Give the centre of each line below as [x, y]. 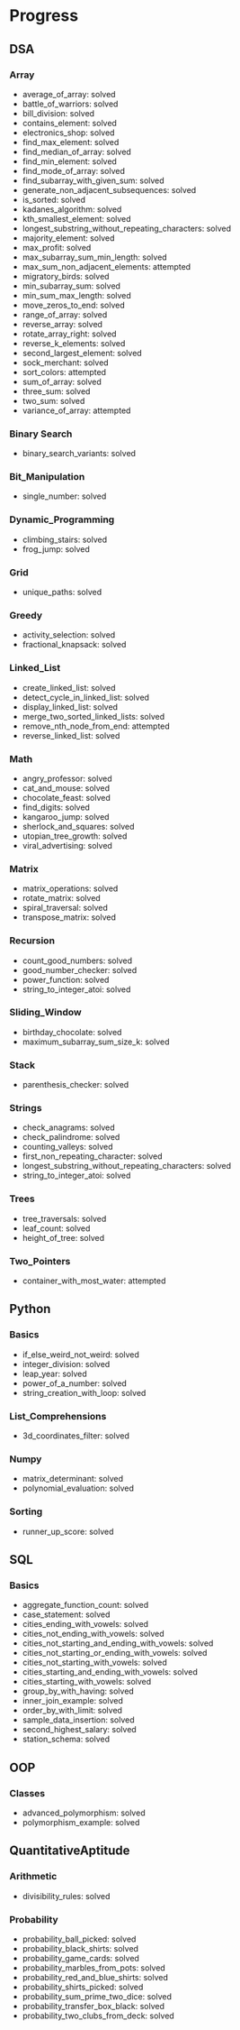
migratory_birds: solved [66, 276]
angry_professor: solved [67, 778]
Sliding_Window [46, 1013]
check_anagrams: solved [68, 1127]
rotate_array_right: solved [69, 334]
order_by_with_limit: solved [72, 1711]
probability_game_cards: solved [80, 1958]
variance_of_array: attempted [76, 410]
